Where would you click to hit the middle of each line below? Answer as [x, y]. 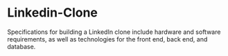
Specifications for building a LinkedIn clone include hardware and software [114, 32]
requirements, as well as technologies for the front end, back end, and [107, 39]
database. [21, 46]
